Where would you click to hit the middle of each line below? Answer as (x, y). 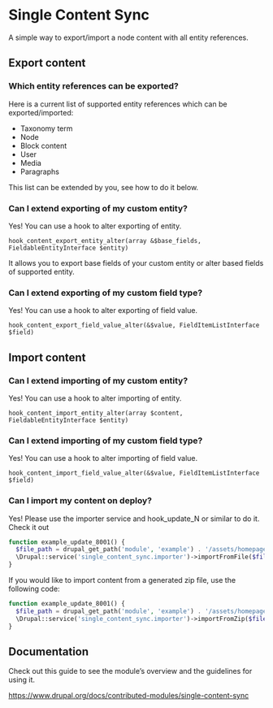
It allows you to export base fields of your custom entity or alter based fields (136, 263)
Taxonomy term (46, 128)
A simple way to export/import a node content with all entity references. (129, 37)
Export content (47, 63)
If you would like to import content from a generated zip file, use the (122, 580)
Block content (43, 146)
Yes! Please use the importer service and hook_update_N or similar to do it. (134, 519)
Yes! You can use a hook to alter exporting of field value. (103, 311)
